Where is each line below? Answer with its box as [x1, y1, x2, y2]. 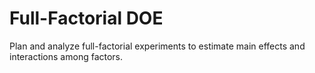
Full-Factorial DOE [9, 7, 164, 30]
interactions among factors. [9, 50, 124, 62]
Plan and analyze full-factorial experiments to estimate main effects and [9, 40, 306, 52]
